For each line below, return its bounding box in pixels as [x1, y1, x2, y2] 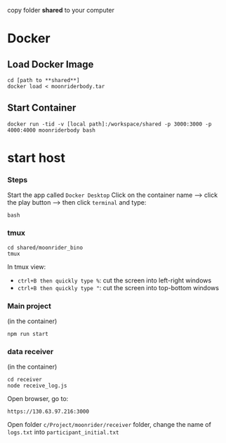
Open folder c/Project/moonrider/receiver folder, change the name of [7, 421, 212, 429]
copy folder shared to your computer [7, 6, 114, 14]
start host [7, 150, 65, 165]
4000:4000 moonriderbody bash [7, 126, 96, 134]
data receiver [7, 346, 54, 356]
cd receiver [7, 376, 42, 383]
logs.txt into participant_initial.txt [7, 428, 119, 437]
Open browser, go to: [7, 395, 69, 403]
